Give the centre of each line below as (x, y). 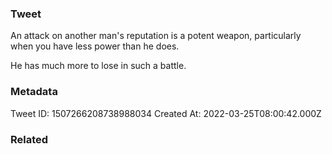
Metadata (34, 92)
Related (29, 139)
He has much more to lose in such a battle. (98, 66)
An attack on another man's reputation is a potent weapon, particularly (156, 36)
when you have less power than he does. (95, 46)
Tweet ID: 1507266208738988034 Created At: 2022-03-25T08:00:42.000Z (166, 113)
